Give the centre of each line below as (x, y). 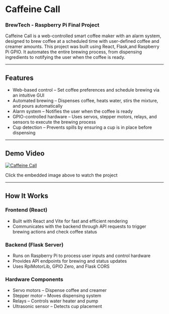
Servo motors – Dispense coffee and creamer (60, 290)
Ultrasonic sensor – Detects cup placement (57, 306)
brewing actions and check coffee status (55, 231)
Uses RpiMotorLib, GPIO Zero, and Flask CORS (61, 266)
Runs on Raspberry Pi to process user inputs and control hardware (81, 256)
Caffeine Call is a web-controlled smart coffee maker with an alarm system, (83, 36)
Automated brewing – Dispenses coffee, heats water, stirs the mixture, (85, 101)
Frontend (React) (26, 210)
